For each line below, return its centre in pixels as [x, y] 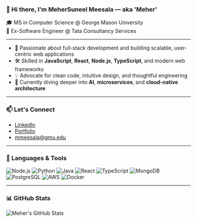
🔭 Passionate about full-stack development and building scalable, [94, 48]
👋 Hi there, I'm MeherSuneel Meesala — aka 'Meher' [81, 9]
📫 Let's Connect [30, 110]
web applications [54, 54]
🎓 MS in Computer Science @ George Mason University [75, 22]
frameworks [29, 69]
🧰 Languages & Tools [36, 158]
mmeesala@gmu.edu [40, 137]
